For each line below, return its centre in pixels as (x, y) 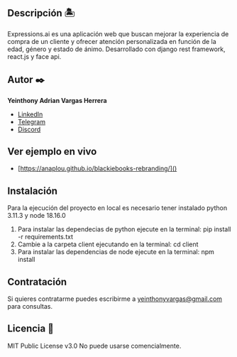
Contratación (37, 281)
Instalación (33, 191)
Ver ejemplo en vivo (52, 152)
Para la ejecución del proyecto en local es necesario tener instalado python (117, 208)
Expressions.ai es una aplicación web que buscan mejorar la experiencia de (118, 34)
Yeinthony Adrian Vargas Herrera (57, 100)
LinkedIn (30, 114)
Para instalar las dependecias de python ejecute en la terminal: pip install (124, 229)
